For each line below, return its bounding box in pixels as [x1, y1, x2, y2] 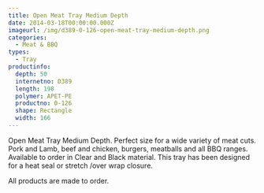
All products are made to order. [8, 176, 110, 185]
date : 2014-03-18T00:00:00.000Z [8, 19, 114, 27]
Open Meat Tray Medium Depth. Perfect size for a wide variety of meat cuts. [8, 135, 256, 145]
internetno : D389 [15, 77, 73, 85]
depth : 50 [15, 70, 47, 78]
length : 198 [15, 84, 55, 93]
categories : [8, 33, 47, 42]
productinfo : [8, 63, 51, 71]
